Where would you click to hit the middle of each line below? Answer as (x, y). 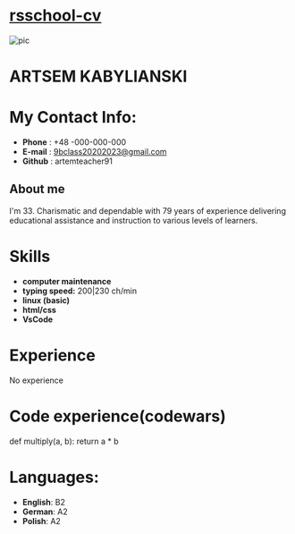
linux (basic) (46, 300)
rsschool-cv (55, 16)
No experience (37, 380)
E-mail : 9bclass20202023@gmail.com (94, 152)
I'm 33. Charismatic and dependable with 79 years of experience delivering (147, 210)
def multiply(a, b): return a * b (64, 441)
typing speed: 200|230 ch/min (80, 291)
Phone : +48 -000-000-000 (74, 142)
